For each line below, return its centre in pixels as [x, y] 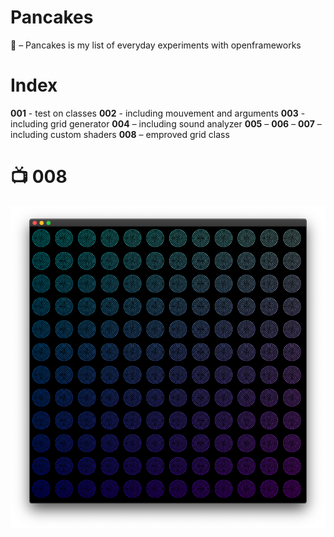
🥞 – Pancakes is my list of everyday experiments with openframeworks [156, 45]
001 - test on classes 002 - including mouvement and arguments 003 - [158, 113]
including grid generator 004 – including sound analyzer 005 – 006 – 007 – [166, 123]
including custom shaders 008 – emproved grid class [120, 134]
